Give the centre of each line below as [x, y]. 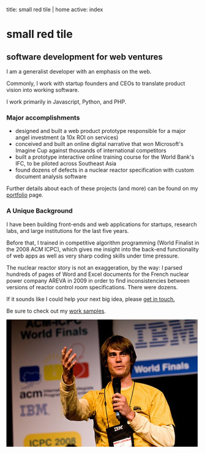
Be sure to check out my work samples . [56, 311]
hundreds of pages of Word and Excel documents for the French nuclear [98, 274]
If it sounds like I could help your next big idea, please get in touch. [91, 299]
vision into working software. [43, 90]
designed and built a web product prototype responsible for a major [101, 131]
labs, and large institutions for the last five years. [68, 230]
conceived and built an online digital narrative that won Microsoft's [99, 144]
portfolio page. [25, 195]
